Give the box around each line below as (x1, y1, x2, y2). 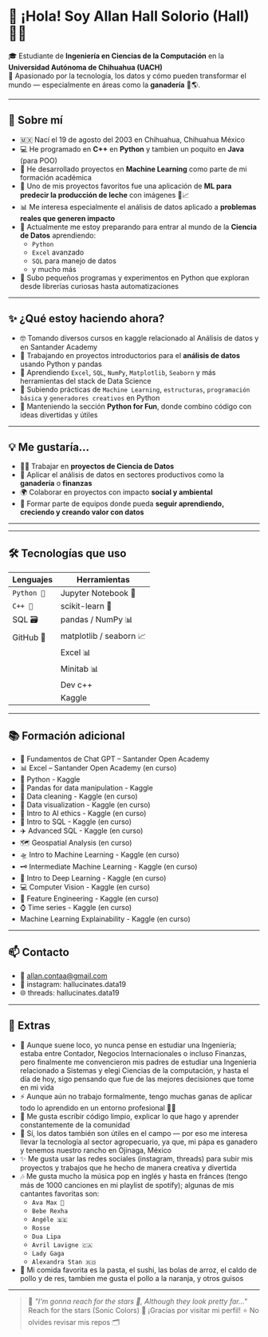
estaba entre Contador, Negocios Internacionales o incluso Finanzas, (19, 1048, 247, 1058)
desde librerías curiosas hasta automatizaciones (19, 281, 179, 290)
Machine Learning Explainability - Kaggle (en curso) (19, 914, 191, 924)
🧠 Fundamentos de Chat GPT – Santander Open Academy (19, 754, 210, 763)
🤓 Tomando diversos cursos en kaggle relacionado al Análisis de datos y (19, 333, 259, 342)
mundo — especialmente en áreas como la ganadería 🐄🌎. (8, 80, 201, 89)
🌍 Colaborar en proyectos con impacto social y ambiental (19, 487, 213, 497)
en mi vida (19, 1083, 54, 1092)
